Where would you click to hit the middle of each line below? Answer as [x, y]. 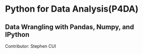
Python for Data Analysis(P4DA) [72, 9]
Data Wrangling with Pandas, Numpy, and [70, 27]
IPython [17, 34]
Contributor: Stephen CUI [31, 46]
